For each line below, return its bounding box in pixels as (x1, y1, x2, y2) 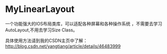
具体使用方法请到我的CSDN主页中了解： (5, 37, 88, 43)
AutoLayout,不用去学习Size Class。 (5, 26, 78, 33)
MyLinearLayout (5, 3, 75, 15)
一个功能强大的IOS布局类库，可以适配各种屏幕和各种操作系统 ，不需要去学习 (5, 20, 163, 26)
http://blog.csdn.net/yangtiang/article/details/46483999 (5, 43, 121, 49)
